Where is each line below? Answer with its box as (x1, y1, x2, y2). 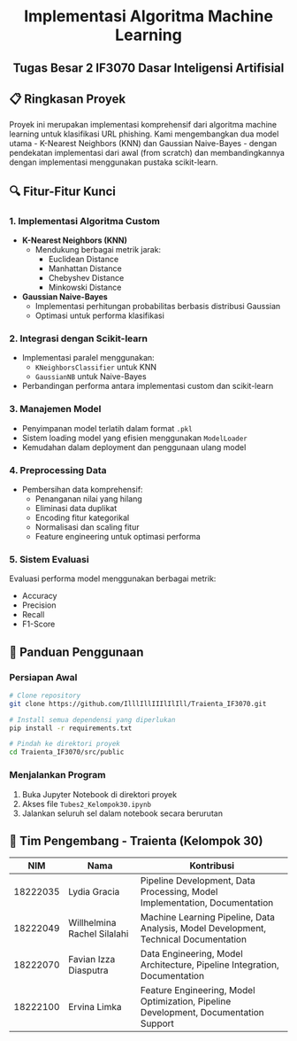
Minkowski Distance (48, 282, 122, 293)
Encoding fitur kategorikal (34, 512, 130, 523)
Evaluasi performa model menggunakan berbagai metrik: (9, 573, 217, 584)
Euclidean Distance (48, 254, 119, 265)
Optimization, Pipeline (140, 995, 232, 1007)
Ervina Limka (68, 1001, 122, 1014)
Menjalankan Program (9, 769, 106, 781)
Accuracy (21, 591, 57, 602)
